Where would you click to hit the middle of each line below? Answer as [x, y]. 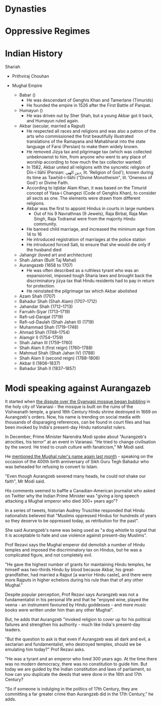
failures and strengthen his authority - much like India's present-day [73, 624]
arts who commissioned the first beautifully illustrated [80, 136]
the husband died [44, 250]
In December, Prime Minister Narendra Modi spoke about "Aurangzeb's [76, 437]
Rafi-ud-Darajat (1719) [41, 317]
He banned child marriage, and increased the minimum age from [91, 229]
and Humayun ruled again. [53, 121]
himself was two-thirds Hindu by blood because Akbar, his [63, 570]
